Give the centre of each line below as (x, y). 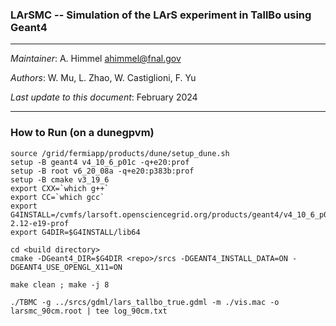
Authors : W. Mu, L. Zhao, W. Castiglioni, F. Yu (103, 78)
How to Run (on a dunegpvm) (82, 133)
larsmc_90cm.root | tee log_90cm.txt (89, 311)
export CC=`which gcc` (57, 197)
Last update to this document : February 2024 (104, 97)
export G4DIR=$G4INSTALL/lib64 (75, 232)
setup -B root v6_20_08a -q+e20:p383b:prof (102, 171)
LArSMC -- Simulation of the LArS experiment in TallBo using (161, 15)
